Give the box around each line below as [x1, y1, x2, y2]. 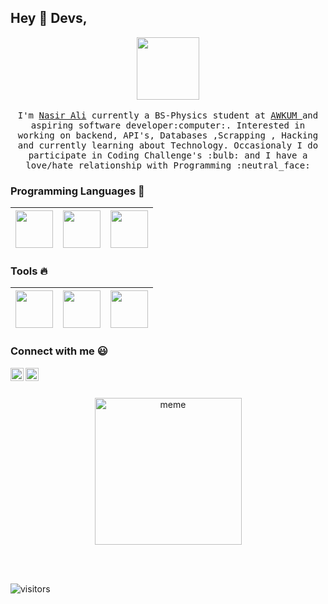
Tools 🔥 [10, 264, 48, 278]
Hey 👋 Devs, [10, 10, 88, 27]
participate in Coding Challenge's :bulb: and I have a [28, 149, 308, 161]
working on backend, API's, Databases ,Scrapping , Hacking [17, 129, 319, 141]
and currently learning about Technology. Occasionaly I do [17, 139, 319, 151]
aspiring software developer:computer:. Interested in [30, 119, 306, 131]
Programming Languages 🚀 [10, 184, 145, 198]
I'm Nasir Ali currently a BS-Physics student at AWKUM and [17, 109, 319, 121]
